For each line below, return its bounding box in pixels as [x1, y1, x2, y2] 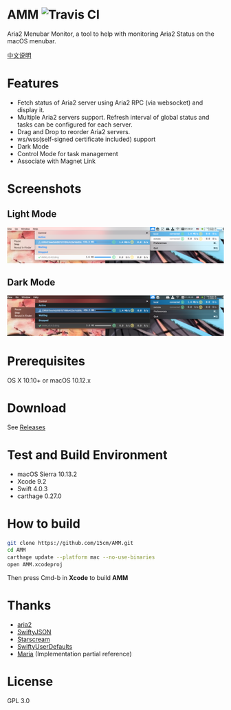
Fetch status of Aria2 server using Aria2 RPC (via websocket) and [16, 98, 203, 107]
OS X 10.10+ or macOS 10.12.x [7, 376, 91, 385]
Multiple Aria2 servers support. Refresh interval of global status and [16, 113, 210, 121]
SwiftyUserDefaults [16, 643, 73, 651]
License [7, 674, 54, 689]
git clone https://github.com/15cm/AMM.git [7, 539, 134, 546]
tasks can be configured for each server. [16, 120, 133, 129]
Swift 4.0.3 [16, 484, 48, 493]
